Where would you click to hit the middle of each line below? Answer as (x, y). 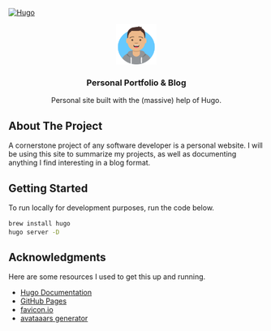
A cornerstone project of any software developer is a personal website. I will (136, 145)
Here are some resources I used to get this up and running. (107, 277)
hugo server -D (34, 232)
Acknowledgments (58, 258)
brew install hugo (39, 223)
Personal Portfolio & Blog (136, 83)
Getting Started (48, 188)
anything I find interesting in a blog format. (80, 163)
